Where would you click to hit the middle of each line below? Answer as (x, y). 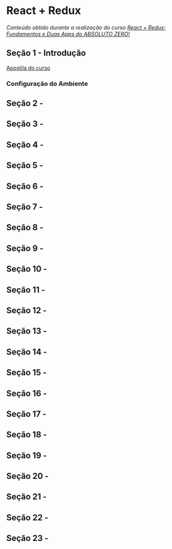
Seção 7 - (25, 207)
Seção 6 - (25, 186)
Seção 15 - (26, 373)
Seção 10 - (27, 269)
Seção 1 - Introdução (46, 53)
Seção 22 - (27, 518)
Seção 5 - (25, 165)
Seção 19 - (27, 455)
